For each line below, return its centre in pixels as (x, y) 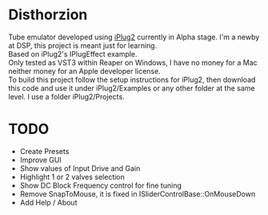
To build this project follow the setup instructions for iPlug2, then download (132, 79)
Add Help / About (48, 202)
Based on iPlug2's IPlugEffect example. (73, 54)
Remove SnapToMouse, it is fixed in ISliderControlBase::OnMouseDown (138, 193)
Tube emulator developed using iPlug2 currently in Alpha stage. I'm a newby (134, 37)
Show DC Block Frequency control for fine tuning (100, 185)
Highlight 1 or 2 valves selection (72, 176)
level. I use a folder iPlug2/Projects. (67, 96)
